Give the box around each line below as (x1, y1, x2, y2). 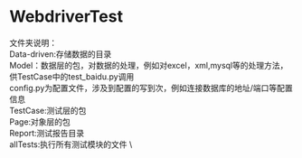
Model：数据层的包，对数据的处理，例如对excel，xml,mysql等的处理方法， (9, 60, 288, 70)
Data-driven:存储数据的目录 (9, 48, 112, 60)
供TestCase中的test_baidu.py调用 (9, 70, 135, 82)
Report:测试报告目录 (9, 127, 85, 138)
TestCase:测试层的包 (9, 105, 87, 116)
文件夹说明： (9, 37, 57, 48)
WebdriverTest (9, 6, 124, 27)
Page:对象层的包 (9, 116, 71, 127)
